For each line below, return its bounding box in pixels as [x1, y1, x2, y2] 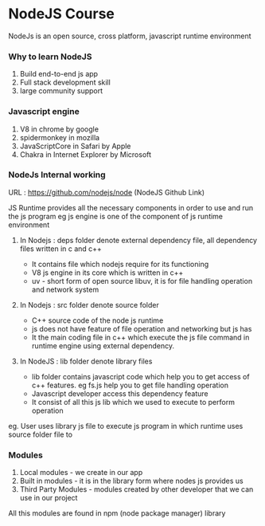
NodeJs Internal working [8, 169, 106, 180]
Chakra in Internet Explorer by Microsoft [19, 149, 152, 159]
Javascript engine [8, 106, 80, 117]
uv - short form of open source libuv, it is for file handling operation [31, 276, 253, 285]
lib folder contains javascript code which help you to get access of [31, 371, 250, 381]
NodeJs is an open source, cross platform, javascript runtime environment [8, 31, 252, 41]
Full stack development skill [19, 77, 111, 88]
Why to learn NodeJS [8, 51, 92, 62]
